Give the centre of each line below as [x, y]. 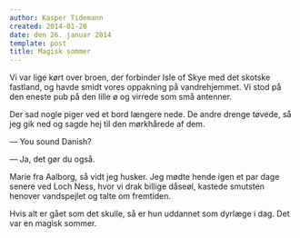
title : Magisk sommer [50, 52]
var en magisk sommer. [53, 223]
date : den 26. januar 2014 [60, 35]
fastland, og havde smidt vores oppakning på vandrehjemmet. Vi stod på [145, 87]
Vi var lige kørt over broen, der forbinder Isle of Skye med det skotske [140, 77]
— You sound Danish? [51, 142]
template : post [38, 43]
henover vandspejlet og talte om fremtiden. [90, 196]
